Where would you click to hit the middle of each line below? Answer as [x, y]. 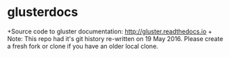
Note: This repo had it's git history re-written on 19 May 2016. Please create [115, 38]
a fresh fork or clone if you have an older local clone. [83, 46]
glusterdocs [43, 12]
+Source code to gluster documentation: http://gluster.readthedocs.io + [110, 31]
